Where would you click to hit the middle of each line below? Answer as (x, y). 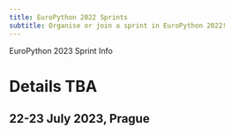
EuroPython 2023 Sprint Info (61, 50)
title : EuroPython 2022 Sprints (68, 17)
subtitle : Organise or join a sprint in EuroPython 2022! (118, 26)
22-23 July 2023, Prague (79, 119)
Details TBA (53, 86)
